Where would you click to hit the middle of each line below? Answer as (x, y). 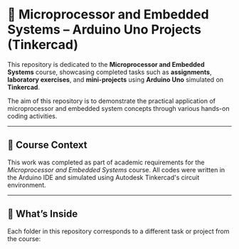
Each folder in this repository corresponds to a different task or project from (118, 231)
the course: (24, 238)
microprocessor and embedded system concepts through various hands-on (118, 108)
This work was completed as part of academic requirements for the (106, 162)
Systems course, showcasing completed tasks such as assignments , (110, 72)
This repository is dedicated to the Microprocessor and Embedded (106, 64)
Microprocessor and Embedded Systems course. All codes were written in (116, 169)
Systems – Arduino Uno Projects (104, 30)
